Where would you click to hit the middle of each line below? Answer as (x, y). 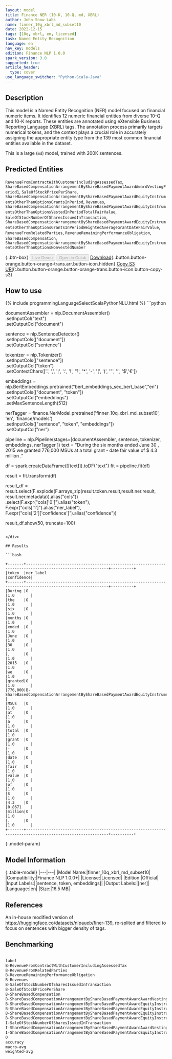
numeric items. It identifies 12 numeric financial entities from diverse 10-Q (83, 116)
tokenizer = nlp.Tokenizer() (34, 355)
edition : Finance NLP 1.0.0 (35, 53)
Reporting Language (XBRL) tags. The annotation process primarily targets (84, 127)
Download (101, 257)
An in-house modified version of (39, 917)
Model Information (36, 860)
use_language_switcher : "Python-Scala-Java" (53, 77)
